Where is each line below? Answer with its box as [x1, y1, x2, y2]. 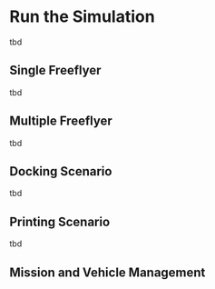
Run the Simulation [9, 6, 156, 27]
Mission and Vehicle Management [9, 264, 206, 280]
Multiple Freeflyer [9, 114, 112, 129]
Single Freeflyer [9, 63, 102, 78]
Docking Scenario [9, 164, 112, 179]
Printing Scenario [9, 214, 111, 229]
